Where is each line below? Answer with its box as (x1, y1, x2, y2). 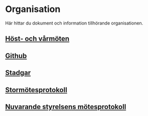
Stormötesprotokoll (5, 85, 68, 94)
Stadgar (5, 68, 31, 77)
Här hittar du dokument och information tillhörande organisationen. (5, 20, 143, 26)
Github (5, 51, 27, 60)
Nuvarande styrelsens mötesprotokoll (5, 102, 126, 111)
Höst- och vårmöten (5, 34, 70, 43)
